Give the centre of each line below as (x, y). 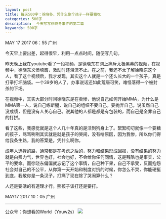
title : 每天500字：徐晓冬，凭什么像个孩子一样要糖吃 (53, 14)
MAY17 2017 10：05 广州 (30, 197)
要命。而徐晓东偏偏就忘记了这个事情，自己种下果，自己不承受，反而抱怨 (87, 163)
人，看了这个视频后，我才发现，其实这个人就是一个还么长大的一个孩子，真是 (83, 76)
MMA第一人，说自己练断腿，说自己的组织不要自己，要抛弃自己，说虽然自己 (82, 105)
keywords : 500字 (21, 28)
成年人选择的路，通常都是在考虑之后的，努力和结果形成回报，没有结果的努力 (83, 151)
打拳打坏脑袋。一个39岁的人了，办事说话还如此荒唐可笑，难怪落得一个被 (79, 83)
